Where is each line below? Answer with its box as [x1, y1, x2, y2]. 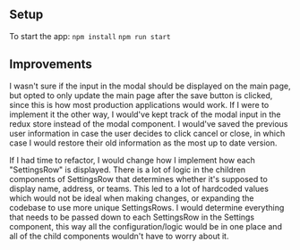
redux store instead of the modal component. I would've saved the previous [9, 118, 288, 129]
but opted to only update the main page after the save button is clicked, [9, 89, 273, 101]
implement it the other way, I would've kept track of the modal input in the [9, 109, 281, 120]
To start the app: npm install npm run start [9, 30, 171, 41]
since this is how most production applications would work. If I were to [9, 99, 270, 110]
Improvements [9, 57, 92, 72]
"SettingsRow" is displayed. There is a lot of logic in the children [9, 164, 246, 175]
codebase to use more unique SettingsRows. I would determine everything [9, 202, 285, 212]
